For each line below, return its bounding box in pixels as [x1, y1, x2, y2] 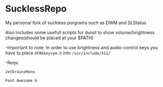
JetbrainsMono [5, 69, 35, 74]
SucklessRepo [5, 3, 67, 15]
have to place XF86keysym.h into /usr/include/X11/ [5, 50, 111, 56]
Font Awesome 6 [5, 78, 37, 83]
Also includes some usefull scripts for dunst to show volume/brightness [5, 29, 155, 35]
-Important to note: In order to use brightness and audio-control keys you [5, 44, 158, 50]
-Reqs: [5, 59, 19, 65]
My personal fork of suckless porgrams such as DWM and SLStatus [5, 20, 147, 26]
